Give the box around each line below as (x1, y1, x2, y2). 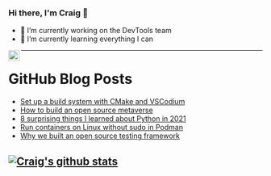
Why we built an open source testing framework (19, 131, 180, 140)
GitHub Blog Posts (8, 70, 133, 88)
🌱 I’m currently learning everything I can (19, 34, 154, 44)
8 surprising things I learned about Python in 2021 (19, 114, 186, 124)
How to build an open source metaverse (19, 105, 153, 115)
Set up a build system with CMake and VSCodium (19, 97, 186, 107)
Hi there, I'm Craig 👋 (8, 7, 89, 19)
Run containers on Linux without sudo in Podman (19, 123, 184, 132)
